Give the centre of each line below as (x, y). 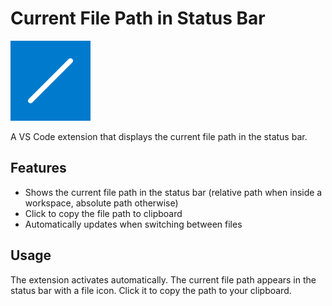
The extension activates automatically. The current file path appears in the (163, 279)
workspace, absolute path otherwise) (101, 203)
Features (38, 168)
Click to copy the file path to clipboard (103, 213)
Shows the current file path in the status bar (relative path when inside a (173, 192)
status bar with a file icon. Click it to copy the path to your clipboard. (151, 290)
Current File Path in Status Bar (138, 18)
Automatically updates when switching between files (133, 224)
